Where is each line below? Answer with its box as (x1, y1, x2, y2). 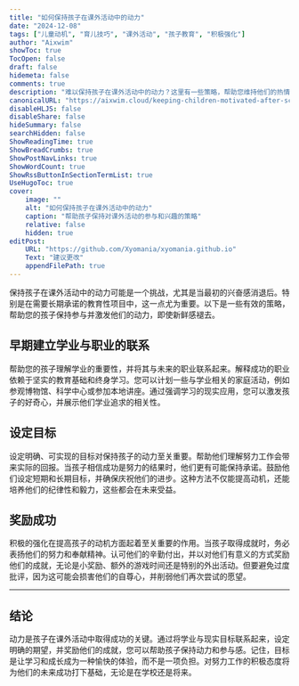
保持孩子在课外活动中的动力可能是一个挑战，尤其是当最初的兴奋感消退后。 (9, 287, 282, 298)
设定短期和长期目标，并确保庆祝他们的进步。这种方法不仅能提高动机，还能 (16, 473, 290, 484)
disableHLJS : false (9, 104, 82, 113)
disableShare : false (9, 112, 86, 121)
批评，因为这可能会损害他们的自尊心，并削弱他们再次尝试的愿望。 (9, 571, 251, 582)
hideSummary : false (9, 121, 82, 130)
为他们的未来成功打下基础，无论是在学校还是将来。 (9, 667, 197, 678)
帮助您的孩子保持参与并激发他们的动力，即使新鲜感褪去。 (9, 309, 220, 320)
